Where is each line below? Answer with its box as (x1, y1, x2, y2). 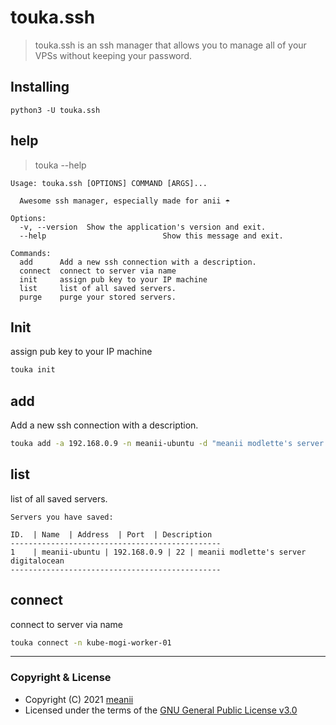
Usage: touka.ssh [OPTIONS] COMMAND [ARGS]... (10, 178, 208, 188)
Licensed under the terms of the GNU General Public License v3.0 (24, 704, 298, 716)
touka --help (34, 159, 87, 171)
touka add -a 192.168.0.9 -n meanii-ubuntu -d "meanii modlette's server (10, 439, 325, 449)
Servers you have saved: (10, 512, 114, 522)
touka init (10, 365, 56, 375)
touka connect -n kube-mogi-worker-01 (10, 637, 172, 648)
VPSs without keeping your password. (34, 49, 193, 61)
